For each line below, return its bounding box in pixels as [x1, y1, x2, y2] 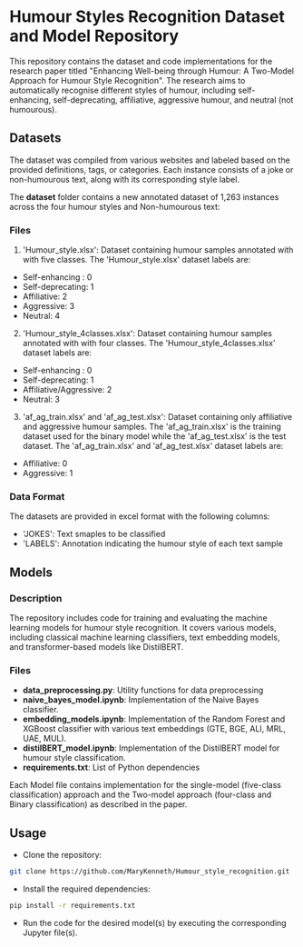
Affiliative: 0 [22, 458, 68, 469]
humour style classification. [22, 753, 126, 763]
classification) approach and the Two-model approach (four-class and [9, 789, 272, 801]
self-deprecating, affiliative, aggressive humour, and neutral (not [53, 94, 294, 105]
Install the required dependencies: [22, 883, 151, 894]
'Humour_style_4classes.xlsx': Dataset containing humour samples [22, 328, 272, 339]
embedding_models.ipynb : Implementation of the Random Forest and [22, 713, 286, 724]
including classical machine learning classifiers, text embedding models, [9, 632, 280, 643]
